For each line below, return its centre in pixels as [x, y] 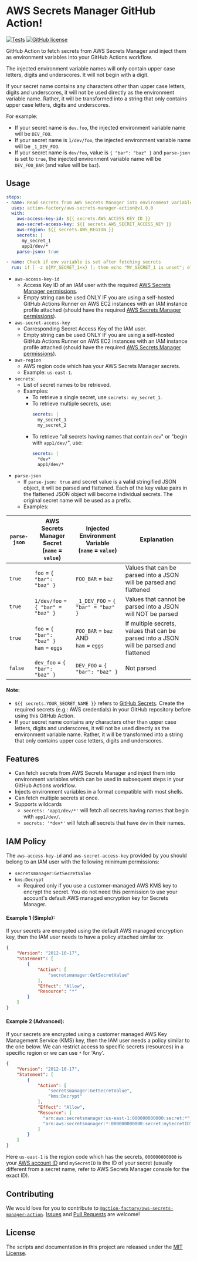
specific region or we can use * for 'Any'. [55, 1053]
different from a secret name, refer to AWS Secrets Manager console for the [98, 1169]
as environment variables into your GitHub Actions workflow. [79, 57]
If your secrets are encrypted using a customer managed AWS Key [86, 1034]
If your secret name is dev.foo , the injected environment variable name [100, 127]
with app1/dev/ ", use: [57, 443]
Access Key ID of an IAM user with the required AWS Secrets [97, 285]
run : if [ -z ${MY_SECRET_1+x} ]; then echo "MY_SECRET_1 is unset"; [98, 268]
